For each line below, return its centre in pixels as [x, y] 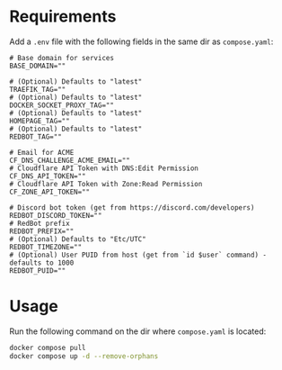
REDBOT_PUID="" [38, 271]
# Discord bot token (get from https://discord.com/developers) [132, 208]
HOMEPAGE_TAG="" [40, 121]
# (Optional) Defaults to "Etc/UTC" [78, 239]
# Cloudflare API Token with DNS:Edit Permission [104, 168]
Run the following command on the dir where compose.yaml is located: [138, 331]
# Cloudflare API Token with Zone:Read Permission [106, 184]
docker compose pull [48, 347]
